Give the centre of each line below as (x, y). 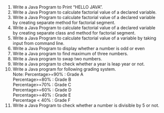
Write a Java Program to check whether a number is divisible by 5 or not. (86, 105)
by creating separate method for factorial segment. (64, 22)
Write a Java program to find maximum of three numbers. (70, 54)
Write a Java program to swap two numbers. (57, 59)
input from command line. (39, 43)
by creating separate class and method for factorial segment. (74, 33)
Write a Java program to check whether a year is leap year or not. (79, 64)
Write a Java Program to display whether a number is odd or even (79, 48)
